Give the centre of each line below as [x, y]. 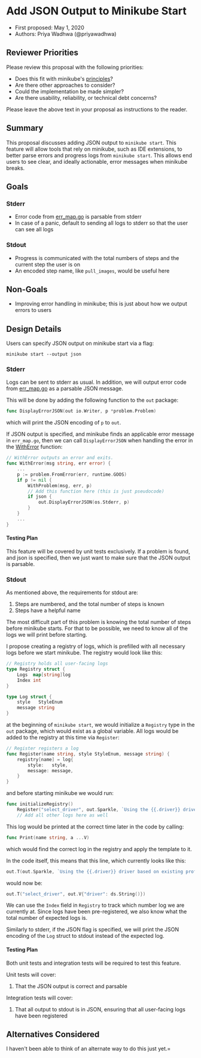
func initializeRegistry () [40, 804]
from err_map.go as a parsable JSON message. [65, 389]
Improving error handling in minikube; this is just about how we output [101, 304]
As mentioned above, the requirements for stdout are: [72, 592]
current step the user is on [48, 264]
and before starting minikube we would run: [60, 793]
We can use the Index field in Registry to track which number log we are [95, 905]
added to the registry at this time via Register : [63, 738]
